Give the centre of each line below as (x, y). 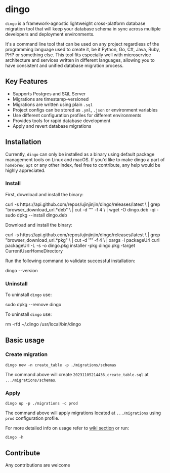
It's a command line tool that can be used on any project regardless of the (82, 44)
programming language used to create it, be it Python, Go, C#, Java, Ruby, (83, 49)
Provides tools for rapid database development (61, 121)
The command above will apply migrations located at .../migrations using (83, 413)
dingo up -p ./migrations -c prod (42, 404)
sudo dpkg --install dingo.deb (36, 215)
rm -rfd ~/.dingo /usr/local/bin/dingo (43, 324)
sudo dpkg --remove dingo (33, 305)
